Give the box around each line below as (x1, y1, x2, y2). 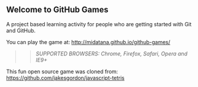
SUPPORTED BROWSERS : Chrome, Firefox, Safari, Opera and (35, 50, 188, 57)
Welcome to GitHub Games (6, 5, 109, 15)
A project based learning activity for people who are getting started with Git (6, 20, 192, 27)
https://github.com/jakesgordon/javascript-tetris (6, 74, 125, 81)
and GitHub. (6, 27, 36, 34)
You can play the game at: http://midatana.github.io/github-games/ (6, 38, 171, 45)
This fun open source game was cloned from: (6, 68, 118, 75)
